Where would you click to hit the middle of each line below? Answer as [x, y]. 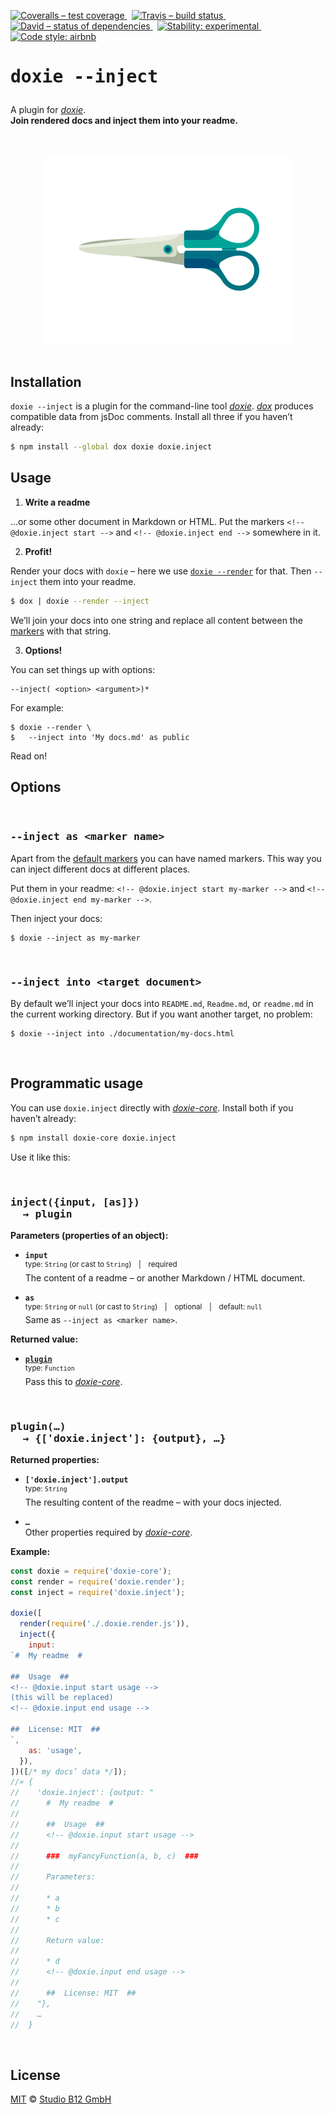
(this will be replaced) [62, 1698]
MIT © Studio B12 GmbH [61, 2099]
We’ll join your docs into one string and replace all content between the [156, 620]
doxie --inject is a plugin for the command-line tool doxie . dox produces [162, 406]
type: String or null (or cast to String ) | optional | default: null [143, 1306]
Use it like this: [40, 1157]
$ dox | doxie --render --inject [80, 601]
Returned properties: [55, 1460]
